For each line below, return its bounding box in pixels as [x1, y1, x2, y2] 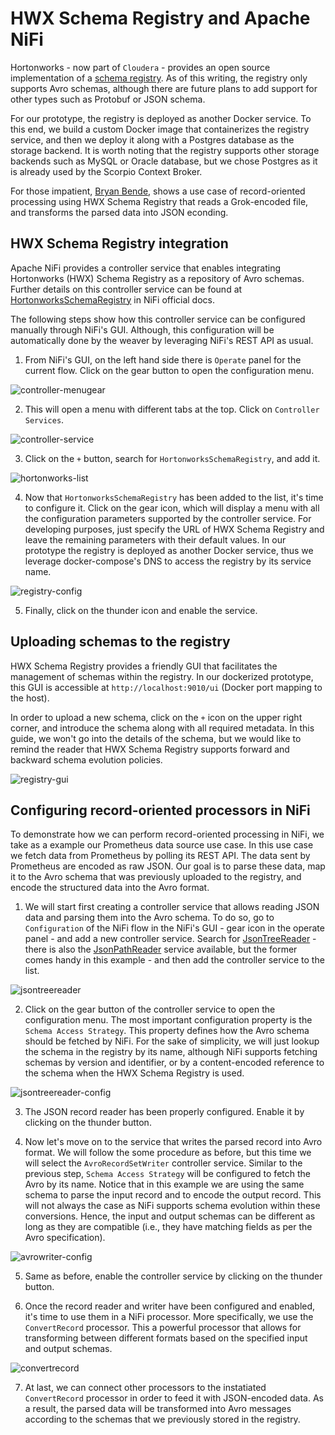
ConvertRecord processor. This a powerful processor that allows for [24, 1322, 302, 1334]
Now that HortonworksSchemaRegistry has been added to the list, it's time [24, 491, 324, 503]
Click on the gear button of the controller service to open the [24, 1003, 276, 1016]
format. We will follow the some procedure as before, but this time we [24, 1147, 312, 1159]
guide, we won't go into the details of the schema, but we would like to [10, 732, 302, 744]
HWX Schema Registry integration [10, 235, 229, 252]
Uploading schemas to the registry [10, 633, 231, 651]
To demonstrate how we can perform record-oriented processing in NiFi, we [10, 828, 325, 841]
